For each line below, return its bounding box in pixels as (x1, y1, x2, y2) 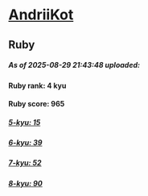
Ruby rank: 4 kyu (8, 81, 67, 90)
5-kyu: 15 (8, 117, 41, 127)
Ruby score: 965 (8, 99, 65, 109)
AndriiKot (8, 6, 74, 24)
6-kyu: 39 (8, 138, 43, 148)
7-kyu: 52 (8, 158, 42, 168)
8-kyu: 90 (8, 178, 43, 188)
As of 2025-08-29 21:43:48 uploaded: (8, 60, 141, 70)
